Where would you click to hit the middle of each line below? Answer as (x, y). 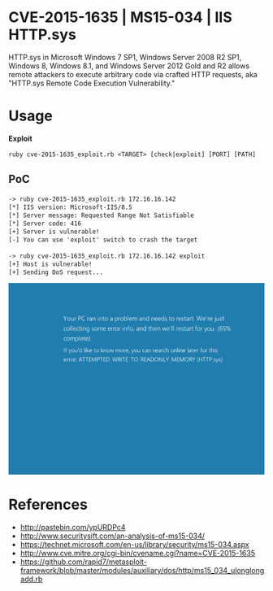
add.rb (31, 579)
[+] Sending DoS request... (56, 272)
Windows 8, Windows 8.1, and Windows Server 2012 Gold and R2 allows (129, 66)
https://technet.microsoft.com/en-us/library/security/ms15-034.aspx (134, 544)
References (48, 505)
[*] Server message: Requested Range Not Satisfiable (102, 215)
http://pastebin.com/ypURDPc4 (73, 527)
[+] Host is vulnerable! (50, 264)
